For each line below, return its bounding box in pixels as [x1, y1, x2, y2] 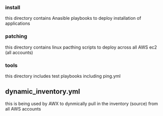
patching [5, 33, 27, 40]
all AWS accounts [5, 106, 41, 112]
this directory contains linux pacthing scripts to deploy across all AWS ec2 [5, 44, 158, 50]
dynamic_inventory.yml [5, 87, 81, 96]
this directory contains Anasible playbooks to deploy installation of [5, 15, 142, 21]
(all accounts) [5, 49, 33, 56]
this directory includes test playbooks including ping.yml [5, 73, 121, 79]
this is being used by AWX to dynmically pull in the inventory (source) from [5, 101, 158, 107]
